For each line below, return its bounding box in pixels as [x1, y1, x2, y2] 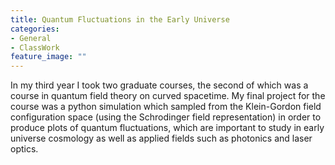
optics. [10, 143, 39, 155]
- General [10, 33, 52, 43]
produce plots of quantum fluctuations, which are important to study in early [10, 122, 325, 134]
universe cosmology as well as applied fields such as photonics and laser [10, 132, 313, 145]
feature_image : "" [10, 52, 87, 62]
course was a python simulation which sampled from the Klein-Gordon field [10, 101, 322, 113]
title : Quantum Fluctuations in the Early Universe [10, 14, 230, 25]
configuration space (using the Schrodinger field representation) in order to [10, 111, 322, 123]
